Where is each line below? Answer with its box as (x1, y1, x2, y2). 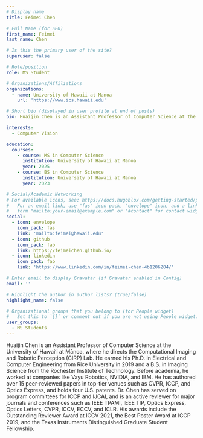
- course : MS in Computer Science (17, 152, 104, 159)
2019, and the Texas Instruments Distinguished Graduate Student (6, 418, 168, 425)
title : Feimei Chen (6, 14, 56, 21)
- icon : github (11, 236, 50, 242)
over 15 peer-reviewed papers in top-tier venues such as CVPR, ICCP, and (6, 379, 191, 387)
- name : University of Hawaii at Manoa (11, 92, 112, 98)
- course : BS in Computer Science (17, 170, 104, 176)
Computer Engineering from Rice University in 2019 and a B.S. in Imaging (6, 360, 188, 368)
